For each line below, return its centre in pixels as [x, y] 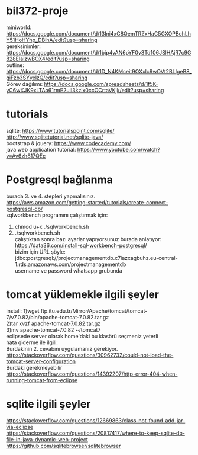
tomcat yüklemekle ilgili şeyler [83, 294]
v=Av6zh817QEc [26, 156]
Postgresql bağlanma [60, 180]
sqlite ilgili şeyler [48, 404]
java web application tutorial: [41, 149]
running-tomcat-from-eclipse [42, 380]
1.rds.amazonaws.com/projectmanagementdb [70, 264]
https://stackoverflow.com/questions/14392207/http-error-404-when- [92, 374]
